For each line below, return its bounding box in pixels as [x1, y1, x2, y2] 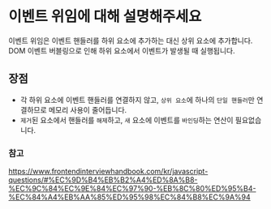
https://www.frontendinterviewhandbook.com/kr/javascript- [8, 167, 209, 177]
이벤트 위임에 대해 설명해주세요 [8, 7, 202, 26]
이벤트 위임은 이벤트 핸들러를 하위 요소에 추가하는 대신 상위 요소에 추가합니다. [8, 36, 253, 45]
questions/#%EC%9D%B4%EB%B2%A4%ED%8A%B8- [8, 175, 198, 185]
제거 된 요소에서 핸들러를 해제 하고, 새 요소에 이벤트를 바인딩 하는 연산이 [19, 115, 234, 125]
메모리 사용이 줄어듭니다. [48, 104, 127, 114]
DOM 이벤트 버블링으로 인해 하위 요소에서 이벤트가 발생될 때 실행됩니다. [8, 45, 235, 55]
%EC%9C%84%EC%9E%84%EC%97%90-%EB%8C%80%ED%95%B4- [8, 184, 256, 194]
